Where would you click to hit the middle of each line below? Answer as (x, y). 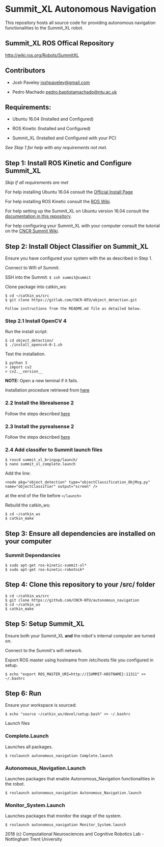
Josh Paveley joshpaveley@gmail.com (51, 82)
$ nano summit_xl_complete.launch (41, 464)
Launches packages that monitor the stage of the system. (63, 816)
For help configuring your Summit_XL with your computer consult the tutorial (82, 226)
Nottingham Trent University (34, 839)
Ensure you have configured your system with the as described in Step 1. (79, 258)
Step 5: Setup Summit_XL (45, 624)
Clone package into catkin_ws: (36, 287)
